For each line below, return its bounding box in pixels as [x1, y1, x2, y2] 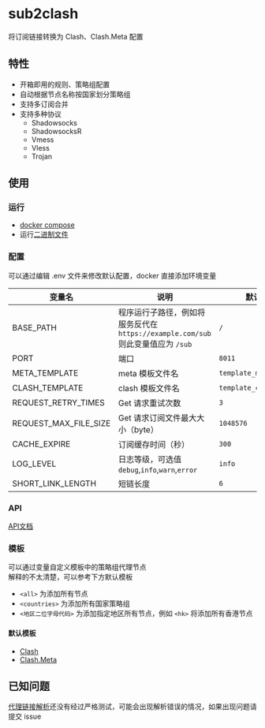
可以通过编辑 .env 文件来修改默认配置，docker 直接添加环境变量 [8, 271, 217, 280]
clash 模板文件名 [118, 383, 180, 394]
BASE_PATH [12, 322, 58, 333]
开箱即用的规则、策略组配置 [19, 80, 110, 89]
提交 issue [8, 711, 42, 722]
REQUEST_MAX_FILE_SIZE [12, 417, 111, 428]
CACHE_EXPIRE [12, 439, 71, 450]
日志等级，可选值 [118, 454, 182, 465]
